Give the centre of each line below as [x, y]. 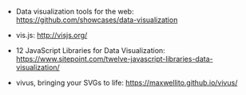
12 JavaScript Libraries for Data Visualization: [90, 50]
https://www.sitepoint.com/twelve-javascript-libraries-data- [114, 59]
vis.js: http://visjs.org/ [52, 35]
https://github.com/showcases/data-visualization [97, 20]
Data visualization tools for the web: [75, 11]
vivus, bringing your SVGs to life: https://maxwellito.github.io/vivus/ [127, 83]
